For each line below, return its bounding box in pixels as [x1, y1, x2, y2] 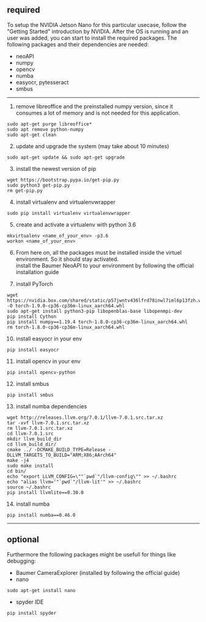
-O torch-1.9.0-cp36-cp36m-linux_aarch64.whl [7, 302, 125, 309]
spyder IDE [15, 598, 44, 605]
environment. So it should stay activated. [15, 255, 119, 263]
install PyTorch [15, 280, 54, 287]
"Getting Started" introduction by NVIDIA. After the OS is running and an [7, 28, 189, 35]
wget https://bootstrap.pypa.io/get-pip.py [7, 177, 120, 183]
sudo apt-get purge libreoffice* [7, 121, 92, 127]
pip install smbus [7, 392, 54, 398]
